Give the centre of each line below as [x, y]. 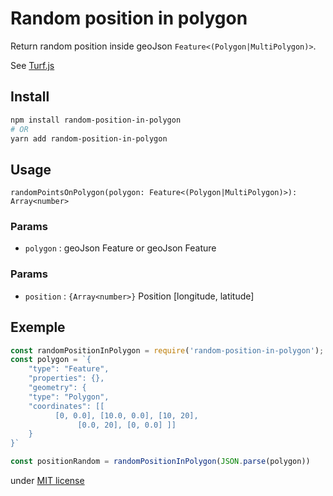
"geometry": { [57, 388]
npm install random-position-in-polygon [96, 120]
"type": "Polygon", [69, 397]
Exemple [38, 327]
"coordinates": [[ [66, 406]
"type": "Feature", [69, 369]
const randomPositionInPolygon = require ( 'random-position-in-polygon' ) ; [167, 350]
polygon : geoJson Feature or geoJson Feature [120, 248]
